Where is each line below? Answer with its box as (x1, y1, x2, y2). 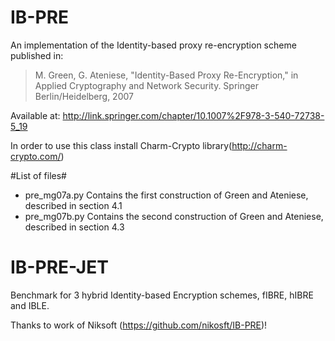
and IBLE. (10, 299, 50, 311)
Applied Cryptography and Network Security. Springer (34, 79, 260, 91)
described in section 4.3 (24, 221, 125, 233)
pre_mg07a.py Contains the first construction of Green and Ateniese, (24, 189, 309, 201)
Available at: (10, 109, 61, 121)
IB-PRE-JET (10, 256, 109, 279)
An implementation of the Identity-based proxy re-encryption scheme (10, 39, 297, 51)
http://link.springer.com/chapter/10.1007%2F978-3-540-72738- (62, 109, 325, 121)
